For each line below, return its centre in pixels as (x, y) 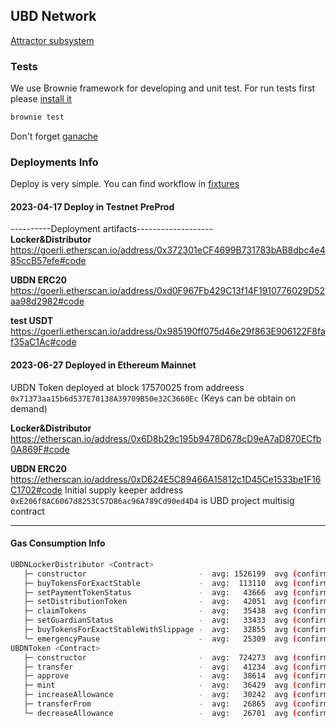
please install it (41, 99)
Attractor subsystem (52, 40)
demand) (29, 408)
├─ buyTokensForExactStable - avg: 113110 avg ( (160, 583)
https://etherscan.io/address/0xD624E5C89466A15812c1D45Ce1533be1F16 (166, 479)
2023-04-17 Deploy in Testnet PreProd (92, 206)
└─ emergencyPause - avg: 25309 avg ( (160, 639)
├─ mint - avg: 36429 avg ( (160, 685)
